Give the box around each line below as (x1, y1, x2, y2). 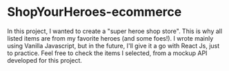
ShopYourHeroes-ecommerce (7, 4, 182, 20)
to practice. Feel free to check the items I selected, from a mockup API (7, 49, 208, 57)
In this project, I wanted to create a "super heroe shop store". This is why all (7, 27, 223, 35)
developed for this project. (7, 56, 83, 64)
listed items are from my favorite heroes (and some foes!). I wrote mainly (7, 34, 214, 42)
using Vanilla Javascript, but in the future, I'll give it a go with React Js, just (7, 41, 220, 50)
